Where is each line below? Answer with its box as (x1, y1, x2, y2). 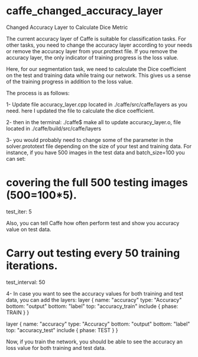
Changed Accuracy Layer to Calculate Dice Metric (6, 24, 128, 31)
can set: (6, 155, 26, 162)
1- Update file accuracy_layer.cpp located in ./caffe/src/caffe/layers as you (6, 100, 188, 108)
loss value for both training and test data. (6, 344, 106, 351)
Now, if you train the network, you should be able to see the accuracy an (6, 338, 183, 345)
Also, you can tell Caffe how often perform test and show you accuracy (6, 219, 180, 226)
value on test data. (6, 226, 51, 233)
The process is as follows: (6, 89, 70, 96)
